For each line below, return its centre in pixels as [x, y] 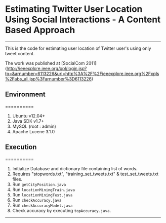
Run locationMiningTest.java [42, 195]
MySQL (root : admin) [34, 126]
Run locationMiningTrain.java [43, 189]
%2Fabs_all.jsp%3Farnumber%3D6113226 [48, 79]
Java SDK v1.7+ [28, 121]
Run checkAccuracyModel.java [42, 205]
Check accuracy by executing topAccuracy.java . [62, 210]
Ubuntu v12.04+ [29, 116]
